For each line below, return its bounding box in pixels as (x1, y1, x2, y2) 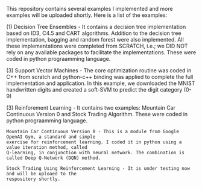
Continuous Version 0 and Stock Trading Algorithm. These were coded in (6, 111, 188, 117)
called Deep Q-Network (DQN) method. (6, 155, 101, 161)
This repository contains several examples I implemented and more (6, 5, 173, 12)
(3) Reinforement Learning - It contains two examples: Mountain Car (6, 104, 176, 111)
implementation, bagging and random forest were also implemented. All (6, 36, 184, 43)
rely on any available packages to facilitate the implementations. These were (6, 49, 197, 56)
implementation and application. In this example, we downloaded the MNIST (6, 80, 195, 87)
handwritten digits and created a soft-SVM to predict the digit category (6, 86, 183, 93)
